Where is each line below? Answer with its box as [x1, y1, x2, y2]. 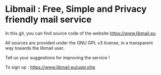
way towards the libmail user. [5, 45, 65, 51]
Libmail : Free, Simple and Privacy [5, 3, 147, 15]
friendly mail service [5, 14, 92, 25]
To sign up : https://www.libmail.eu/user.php [5, 64, 96, 70]
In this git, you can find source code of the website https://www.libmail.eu [5, 30, 156, 36]
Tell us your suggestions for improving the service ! [5, 54, 110, 60]
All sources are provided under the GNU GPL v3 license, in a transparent [5, 39, 153, 45]
